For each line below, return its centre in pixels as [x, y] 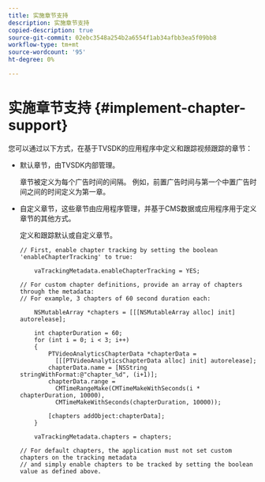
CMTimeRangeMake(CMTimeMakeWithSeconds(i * [127, 388]
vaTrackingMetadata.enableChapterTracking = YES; [117, 271]
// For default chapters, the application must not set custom [126, 450]
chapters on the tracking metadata [78, 458]
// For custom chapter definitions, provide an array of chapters [131, 284]
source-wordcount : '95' [47, 52]
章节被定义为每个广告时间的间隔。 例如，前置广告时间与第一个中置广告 [134, 182]
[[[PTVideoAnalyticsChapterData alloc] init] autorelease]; [156, 360]
